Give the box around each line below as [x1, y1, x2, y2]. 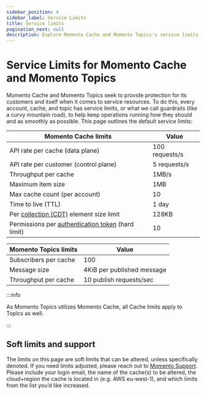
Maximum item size [9, 180, 66, 189]
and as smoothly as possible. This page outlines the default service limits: [6, 118, 193, 125]
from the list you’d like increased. [6, 382, 90, 389]
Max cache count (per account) [9, 190, 101, 199]
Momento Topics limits [9, 245, 78, 254]
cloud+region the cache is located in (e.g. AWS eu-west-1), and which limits [6, 375, 198, 382]
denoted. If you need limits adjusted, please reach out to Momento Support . [6, 362, 198, 369]
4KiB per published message [83, 266, 167, 274]
